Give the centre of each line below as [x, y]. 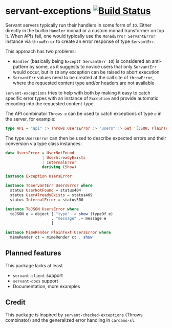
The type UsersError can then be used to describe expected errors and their [86, 138]
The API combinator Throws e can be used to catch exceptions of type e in [83, 113]
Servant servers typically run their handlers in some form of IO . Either [79, 25]
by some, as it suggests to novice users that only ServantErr [93, 66]
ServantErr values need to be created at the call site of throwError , [83, 77]
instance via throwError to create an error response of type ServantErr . [81, 41]
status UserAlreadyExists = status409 [51, 195]
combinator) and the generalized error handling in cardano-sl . [70, 320]
